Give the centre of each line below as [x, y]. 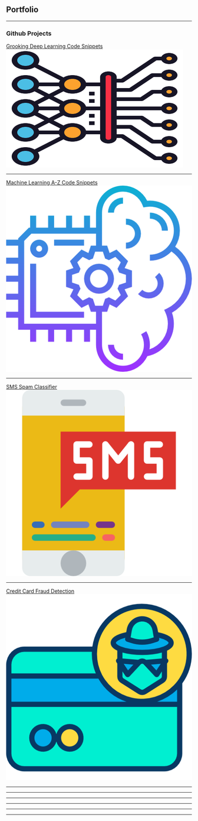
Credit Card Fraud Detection [40, 591]
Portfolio [22, 10]
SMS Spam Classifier [32, 387]
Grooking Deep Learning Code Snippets [55, 46]
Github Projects [29, 33]
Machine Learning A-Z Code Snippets [52, 183]
